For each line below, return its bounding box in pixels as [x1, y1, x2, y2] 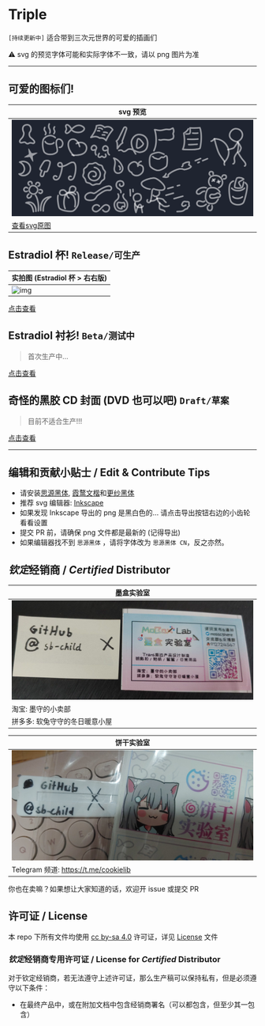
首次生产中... [27, 351, 69, 361]
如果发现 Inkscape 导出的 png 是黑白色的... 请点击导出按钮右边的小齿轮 [19, 508, 251, 517]
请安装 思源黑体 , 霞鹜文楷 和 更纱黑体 [19, 488, 135, 498]
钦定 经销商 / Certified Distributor [8, 563, 171, 577]
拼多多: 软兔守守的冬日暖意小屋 [11, 717, 113, 725]
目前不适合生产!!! [27, 416, 83, 426]
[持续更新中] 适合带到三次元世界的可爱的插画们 [8, 32, 158, 42]
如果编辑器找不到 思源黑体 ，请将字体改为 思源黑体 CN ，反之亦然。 [19, 538, 229, 547]
